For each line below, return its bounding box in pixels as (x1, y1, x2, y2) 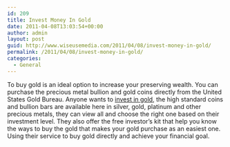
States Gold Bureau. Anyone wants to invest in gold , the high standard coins (7, 95, 223, 104)
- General (13, 61, 41, 68)
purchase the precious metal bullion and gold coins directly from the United (7, 88, 222, 96)
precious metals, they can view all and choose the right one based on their (7, 110, 220, 118)
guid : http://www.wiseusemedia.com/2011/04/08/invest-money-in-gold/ (7, 42, 212, 49)
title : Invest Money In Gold (7, 17, 91, 23)
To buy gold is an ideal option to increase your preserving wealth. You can (7, 80, 219, 88)
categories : (7, 55, 41, 62)
